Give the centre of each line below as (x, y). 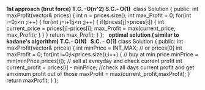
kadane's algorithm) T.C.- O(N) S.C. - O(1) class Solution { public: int (95, 41)
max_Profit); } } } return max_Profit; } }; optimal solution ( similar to (93, 35)
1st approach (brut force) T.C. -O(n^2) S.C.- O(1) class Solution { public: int (102, 9)
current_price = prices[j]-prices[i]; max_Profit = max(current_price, (91, 28)
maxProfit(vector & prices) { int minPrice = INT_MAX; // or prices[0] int (94, 48)
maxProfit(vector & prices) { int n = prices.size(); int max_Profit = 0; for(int (99, 15)
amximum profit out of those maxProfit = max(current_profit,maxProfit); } (98, 74)
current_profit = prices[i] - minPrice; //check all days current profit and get (100, 67)
